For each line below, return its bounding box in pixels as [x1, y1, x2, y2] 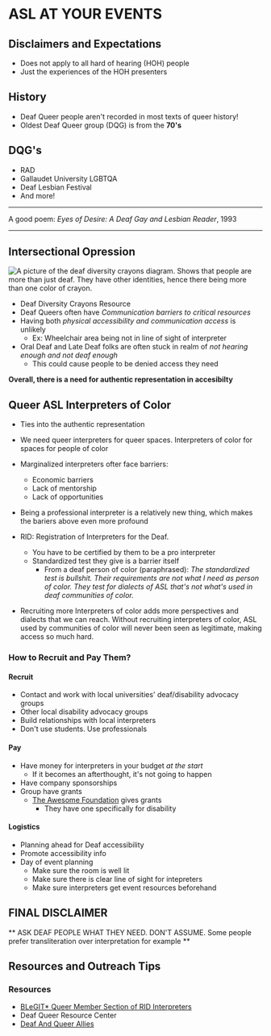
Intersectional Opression [8, 245, 135, 259]
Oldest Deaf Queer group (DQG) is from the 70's [19, 120, 181, 130]
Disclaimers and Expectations [8, 37, 162, 51]
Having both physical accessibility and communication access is [19, 316, 236, 326]
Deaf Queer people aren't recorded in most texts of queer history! [19, 111, 240, 121]
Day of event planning [19, 857, 94, 867]
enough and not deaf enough [19, 350, 119, 360]
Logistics [8, 822, 40, 832]
